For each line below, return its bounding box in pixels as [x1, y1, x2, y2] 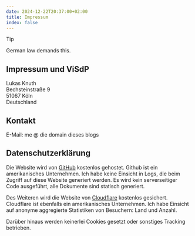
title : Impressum [6, 14, 49, 20]
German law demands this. [6, 47, 71, 54]
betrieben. [6, 224, 31, 231]
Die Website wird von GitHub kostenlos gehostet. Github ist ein [6, 164, 158, 171]
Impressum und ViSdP [6, 64, 89, 74]
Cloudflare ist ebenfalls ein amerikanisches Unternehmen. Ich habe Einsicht [6, 200, 189, 207]
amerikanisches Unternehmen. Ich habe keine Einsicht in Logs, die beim [6, 170, 180, 177]
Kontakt [6, 115, 36, 125]
